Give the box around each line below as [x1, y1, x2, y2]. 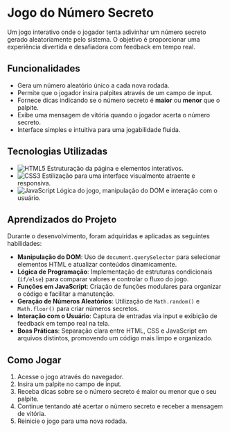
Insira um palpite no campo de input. [17, 380, 123, 388]
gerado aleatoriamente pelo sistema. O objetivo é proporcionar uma [7, 35, 200, 43]
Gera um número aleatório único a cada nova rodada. [17, 81, 170, 90]
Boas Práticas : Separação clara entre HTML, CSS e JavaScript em [17, 326, 208, 335]
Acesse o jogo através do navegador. [17, 373, 124, 381]
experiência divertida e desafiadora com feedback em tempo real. [7, 42, 195, 51]
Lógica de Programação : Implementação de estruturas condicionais [17, 267, 213, 276]
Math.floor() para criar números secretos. [17, 304, 139, 313]
